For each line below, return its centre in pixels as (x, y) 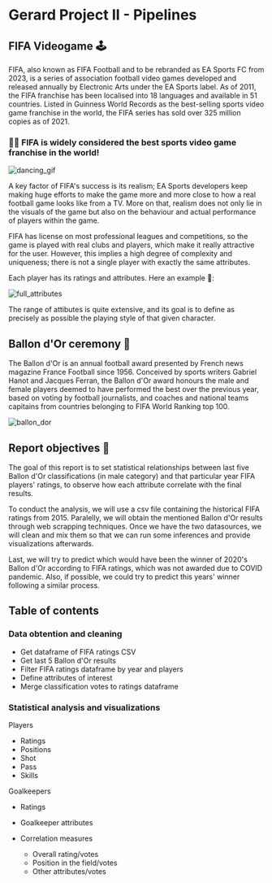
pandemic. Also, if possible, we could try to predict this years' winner (124, 576)
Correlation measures (56, 838)
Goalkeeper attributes (56, 822)
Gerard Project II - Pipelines (103, 15)
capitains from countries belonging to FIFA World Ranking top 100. (119, 407)
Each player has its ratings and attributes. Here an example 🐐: (111, 278)
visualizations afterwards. (52, 543)
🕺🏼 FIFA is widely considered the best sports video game (123, 142)
